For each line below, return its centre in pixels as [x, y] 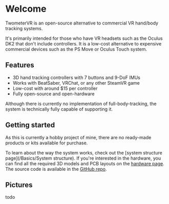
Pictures [19, 185]
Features [20, 65]
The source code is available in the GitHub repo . [56, 169]
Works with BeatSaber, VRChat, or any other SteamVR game [76, 83]
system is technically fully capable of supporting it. [59, 109]
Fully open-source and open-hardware [54, 94]
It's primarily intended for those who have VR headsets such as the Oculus [84, 38]
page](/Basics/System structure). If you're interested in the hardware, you [83, 158]
